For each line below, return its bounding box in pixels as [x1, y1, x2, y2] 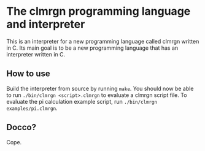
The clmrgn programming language [6, 4, 191, 18]
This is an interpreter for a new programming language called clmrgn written [6, 37, 199, 45]
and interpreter [6, 17, 85, 31]
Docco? [6, 122, 37, 133]
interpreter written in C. [6, 50, 66, 58]
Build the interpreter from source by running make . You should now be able [6, 85, 194, 92]
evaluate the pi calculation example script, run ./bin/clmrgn [6, 98, 158, 105]
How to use [6, 69, 50, 79]
